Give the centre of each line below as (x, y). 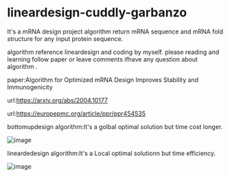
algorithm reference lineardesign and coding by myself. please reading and (113, 52)
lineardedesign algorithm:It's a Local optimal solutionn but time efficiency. (112, 153)
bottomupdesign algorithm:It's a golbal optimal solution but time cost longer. (115, 126)
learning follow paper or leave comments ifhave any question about (102, 59)
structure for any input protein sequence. (65, 38)
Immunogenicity (30, 87)
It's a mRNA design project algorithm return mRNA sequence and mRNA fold (115, 31)
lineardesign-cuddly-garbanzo (97, 13)
